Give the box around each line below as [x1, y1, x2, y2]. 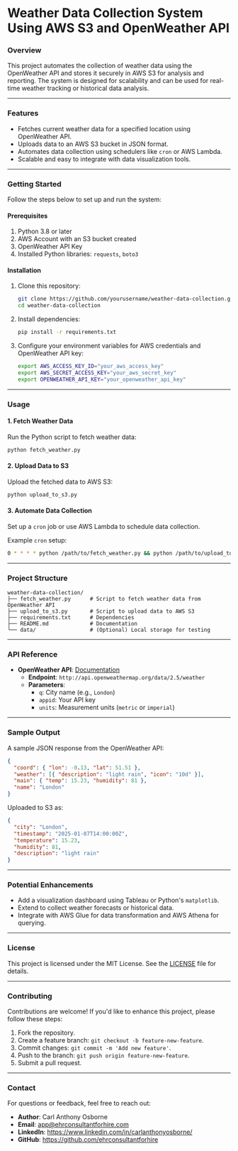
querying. [17, 918, 46, 927]
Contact [7, 1083, 36, 1093]
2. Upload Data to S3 [7, 462, 69, 470]
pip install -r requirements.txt [17, 328, 117, 336]
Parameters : [28, 681, 66, 689]
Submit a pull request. [17, 1059, 82, 1067]
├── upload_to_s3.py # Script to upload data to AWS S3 [7, 608, 195, 615]
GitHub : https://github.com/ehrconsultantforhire [17, 1135, 159, 1144]
